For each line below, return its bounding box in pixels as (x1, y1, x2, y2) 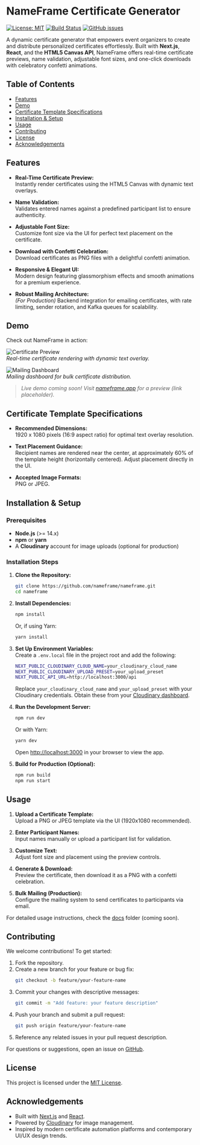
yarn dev (14, 738, 37, 744)
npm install (14, 611, 45, 618)
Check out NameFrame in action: (6, 337, 88, 344)
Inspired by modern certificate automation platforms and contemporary (14, 1125, 192, 1132)
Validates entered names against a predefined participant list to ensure (14, 204, 191, 212)
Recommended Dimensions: (14, 425, 88, 432)
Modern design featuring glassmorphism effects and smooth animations (14, 272, 195, 279)
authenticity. (14, 211, 46, 218)
